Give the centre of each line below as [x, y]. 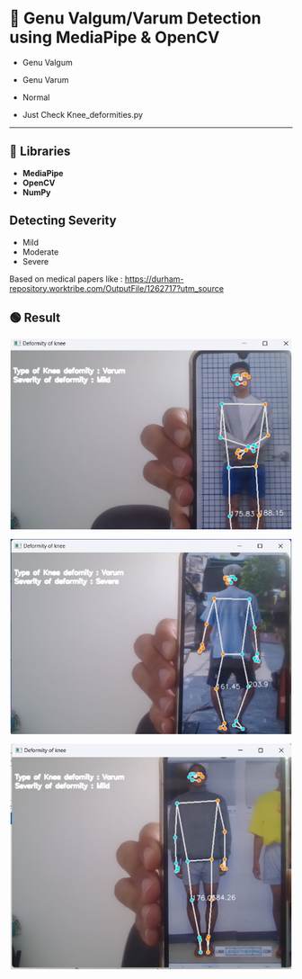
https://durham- [154, 279]
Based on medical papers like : [66, 279]
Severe [36, 261]
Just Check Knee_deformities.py [83, 114]
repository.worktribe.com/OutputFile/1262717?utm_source [117, 288]
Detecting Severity [63, 221]
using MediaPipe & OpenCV [115, 37]
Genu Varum [45, 79]
